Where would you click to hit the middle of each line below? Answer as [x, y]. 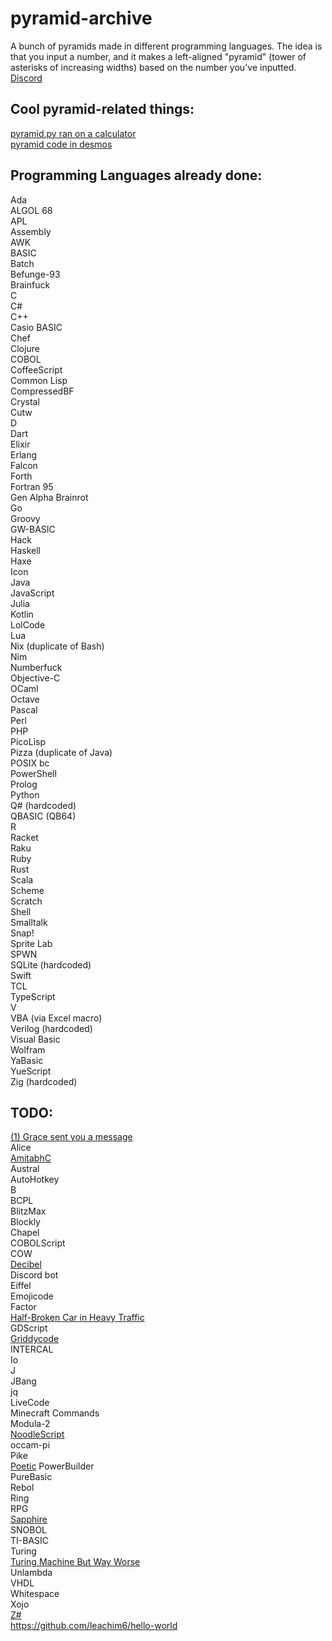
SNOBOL [29, 1530]
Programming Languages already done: [136, 175]
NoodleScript [37, 1434]
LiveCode [30, 1403]
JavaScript [32, 593]
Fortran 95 [32, 486]
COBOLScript [38, 1243]
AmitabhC [31, 1158]
